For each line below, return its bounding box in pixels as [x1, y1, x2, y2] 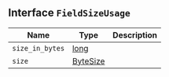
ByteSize [72, 55, 105, 66]
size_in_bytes [12, 43, 65, 53]
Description [112, 29, 158, 40]
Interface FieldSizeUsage [8, 6, 131, 20]
